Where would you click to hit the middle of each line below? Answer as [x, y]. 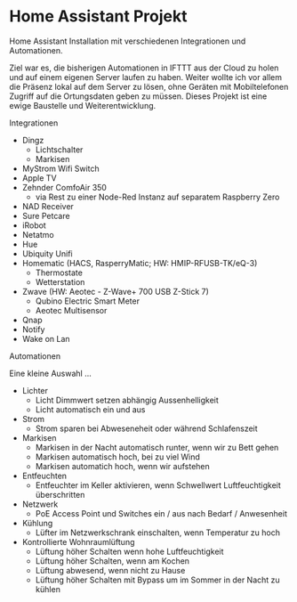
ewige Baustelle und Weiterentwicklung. [83, 105]
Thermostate [59, 273]
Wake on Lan [46, 338]
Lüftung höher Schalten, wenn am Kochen [112, 561]
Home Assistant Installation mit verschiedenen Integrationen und [128, 41]
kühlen [48, 589]
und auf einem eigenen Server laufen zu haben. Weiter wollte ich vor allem [146, 77]
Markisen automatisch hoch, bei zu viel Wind [117, 457]
